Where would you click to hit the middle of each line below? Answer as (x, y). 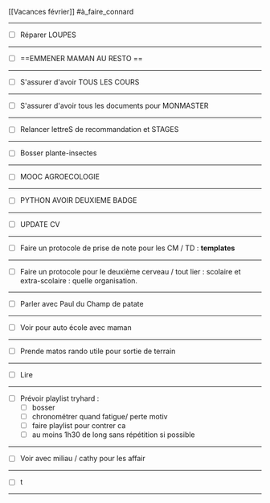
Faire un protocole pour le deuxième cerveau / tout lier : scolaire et (130, 271)
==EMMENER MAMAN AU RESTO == (81, 59)
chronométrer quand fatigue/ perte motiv (100, 417)
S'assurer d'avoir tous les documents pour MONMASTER (114, 106)
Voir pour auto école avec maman (76, 327)
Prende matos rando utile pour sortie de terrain (98, 351)
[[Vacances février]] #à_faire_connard (71, 12)
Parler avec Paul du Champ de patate (82, 303)
